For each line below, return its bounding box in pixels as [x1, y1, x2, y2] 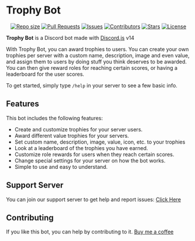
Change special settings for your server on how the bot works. [14, 157, 166, 164]
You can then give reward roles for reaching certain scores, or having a [6, 64, 177, 71]
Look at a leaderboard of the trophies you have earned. [14, 144, 148, 151]
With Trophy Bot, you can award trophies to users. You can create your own [6, 45, 189, 53]
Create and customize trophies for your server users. [14, 125, 143, 133]
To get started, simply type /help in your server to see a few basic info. [6, 82, 177, 89]
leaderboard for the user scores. [6, 70, 85, 77]
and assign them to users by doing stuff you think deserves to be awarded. [6, 58, 187, 65]
